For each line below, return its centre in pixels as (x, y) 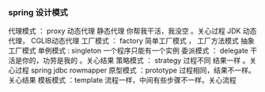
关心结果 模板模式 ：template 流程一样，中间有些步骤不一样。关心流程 (123, 80)
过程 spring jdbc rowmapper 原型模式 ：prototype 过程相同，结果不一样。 (135, 70)
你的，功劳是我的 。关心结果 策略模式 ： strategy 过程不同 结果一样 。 (136, 61)
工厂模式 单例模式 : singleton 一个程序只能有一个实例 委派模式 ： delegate (129, 51)
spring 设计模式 (38, 12)
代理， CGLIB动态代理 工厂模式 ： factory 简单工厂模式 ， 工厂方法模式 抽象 (132, 41)
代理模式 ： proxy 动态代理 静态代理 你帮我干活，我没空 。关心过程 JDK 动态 (132, 31)
